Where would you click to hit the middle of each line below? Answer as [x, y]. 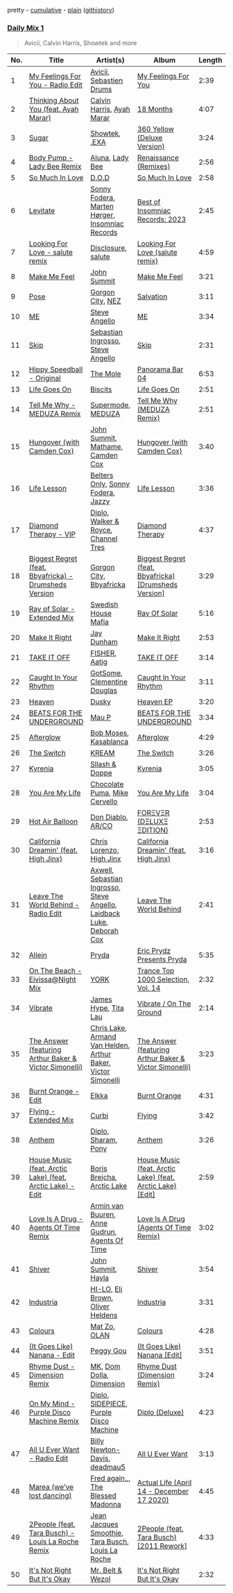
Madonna [105, 1504]
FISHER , [103, 653]
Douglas [104, 691]
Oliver [100, 1306]
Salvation [153, 296]
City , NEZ [105, 301]
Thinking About [54, 101]
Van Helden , [110, 1045]
